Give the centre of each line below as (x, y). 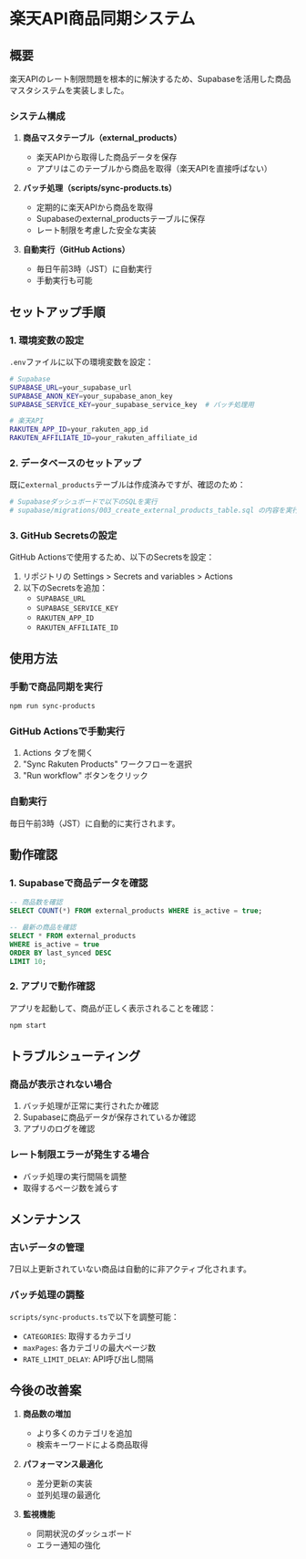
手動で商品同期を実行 (56, 686)
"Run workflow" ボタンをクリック (85, 776)
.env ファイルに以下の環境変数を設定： (82, 361)
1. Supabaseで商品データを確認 (79, 883)
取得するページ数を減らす (71, 1188)
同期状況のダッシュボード (84, 1533)
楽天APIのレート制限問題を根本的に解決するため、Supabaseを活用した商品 (150, 79)
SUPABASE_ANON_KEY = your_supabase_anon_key (91, 396)
